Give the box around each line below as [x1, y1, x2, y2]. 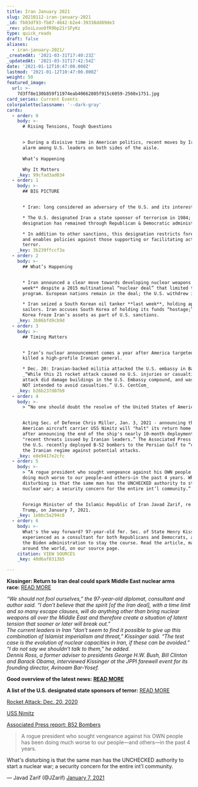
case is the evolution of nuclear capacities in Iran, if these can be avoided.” [6, 639, 190, 646]
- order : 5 [12, 458, 39, 464]
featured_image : [6, 80, 46, 86]
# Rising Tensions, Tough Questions [22, 124, 112, 130]
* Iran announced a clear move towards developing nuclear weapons [22, 279, 192, 286]
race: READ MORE [6, 584, 52, 591]
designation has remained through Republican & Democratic [22, 220, 170, 226]
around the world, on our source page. [22, 545, 120, 551]
